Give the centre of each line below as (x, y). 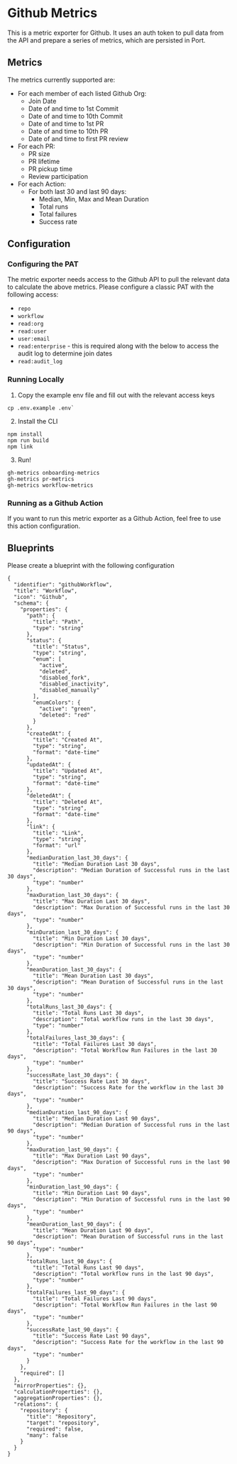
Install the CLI (38, 421)
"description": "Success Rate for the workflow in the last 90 (128, 1342)
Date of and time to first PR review (78, 138)
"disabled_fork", (65, 678)
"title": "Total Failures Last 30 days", (95, 1044)
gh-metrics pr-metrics (41, 479)
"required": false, (55, 1429)
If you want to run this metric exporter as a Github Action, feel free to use (114, 519)
